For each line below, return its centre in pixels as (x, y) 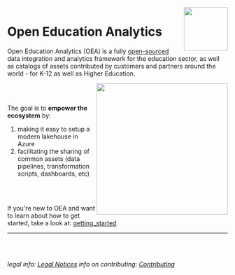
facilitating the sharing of (53, 151)
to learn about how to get (44, 216)
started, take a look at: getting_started (62, 223)
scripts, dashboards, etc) (53, 174)
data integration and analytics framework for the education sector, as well (114, 58)
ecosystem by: (29, 115)
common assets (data (49, 158)
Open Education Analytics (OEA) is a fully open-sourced (88, 51)
